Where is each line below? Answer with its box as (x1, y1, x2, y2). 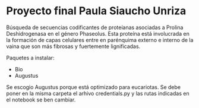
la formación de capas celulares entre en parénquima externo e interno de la (6, 36, 194, 43)
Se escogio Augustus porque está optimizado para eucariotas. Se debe (6, 83, 181, 90)
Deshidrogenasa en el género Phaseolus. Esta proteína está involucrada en (6, 30, 190, 37)
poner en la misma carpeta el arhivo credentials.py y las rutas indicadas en (6, 90, 189, 97)
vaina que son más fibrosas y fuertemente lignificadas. (6, 43, 141, 50)
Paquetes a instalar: (6, 54, 55, 61)
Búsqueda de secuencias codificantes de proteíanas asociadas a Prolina (6, 24, 184, 31)
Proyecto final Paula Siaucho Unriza (6, 4, 187, 18)
